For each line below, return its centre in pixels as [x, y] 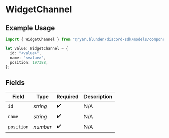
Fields [15, 83]
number [43, 127]
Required [68, 97]
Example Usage [30, 28]
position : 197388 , [29, 62]
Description [98, 97]
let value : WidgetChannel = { [37, 48]
